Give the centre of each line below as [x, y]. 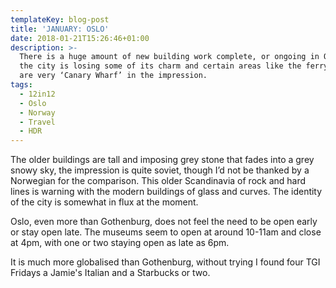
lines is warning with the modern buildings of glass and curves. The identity [166, 192]
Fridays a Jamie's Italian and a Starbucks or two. [110, 273]
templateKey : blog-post [60, 19]
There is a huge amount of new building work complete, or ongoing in [169, 57]
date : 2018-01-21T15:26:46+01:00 [80, 38]
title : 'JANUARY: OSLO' [60, 29]
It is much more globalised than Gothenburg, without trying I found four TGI [165, 262]
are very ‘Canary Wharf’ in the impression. [113, 76]
